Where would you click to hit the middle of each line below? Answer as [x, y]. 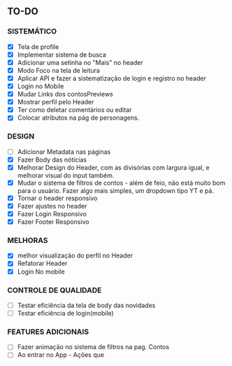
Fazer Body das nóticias [52, 160]
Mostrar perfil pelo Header [56, 102]
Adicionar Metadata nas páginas [64, 152]
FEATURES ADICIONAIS [48, 332]
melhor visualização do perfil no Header [75, 255]
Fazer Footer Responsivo [53, 222]
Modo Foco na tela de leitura [58, 70]
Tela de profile [38, 47]
